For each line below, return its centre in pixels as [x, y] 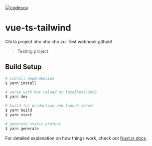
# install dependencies [30, 78]
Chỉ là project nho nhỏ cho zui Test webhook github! [59, 41]
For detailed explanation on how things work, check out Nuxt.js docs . [76, 138]
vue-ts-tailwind [38, 28]
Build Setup [23, 67]
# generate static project [33, 124]
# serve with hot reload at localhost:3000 [51, 92]
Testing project [33, 51]
